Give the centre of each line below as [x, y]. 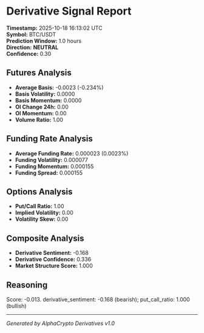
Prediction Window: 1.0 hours [44, 41]
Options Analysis [39, 191]
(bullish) [16, 306]
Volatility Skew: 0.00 [42, 219]
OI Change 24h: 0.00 [42, 107]
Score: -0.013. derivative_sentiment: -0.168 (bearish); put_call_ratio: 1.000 [98, 299]
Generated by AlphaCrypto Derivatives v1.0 [61, 323]
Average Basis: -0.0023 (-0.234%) [59, 87]
